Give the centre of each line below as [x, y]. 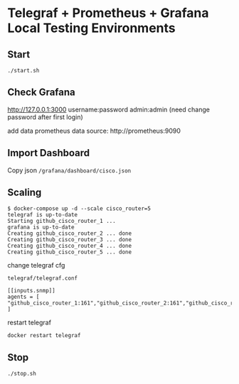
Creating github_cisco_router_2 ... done [70, 234]
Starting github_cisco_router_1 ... [62, 221]
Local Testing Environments [91, 28]
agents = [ [23, 297]
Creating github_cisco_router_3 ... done [70, 240]
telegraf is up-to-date [43, 215]
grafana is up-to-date [41, 227]
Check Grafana [42, 93]
